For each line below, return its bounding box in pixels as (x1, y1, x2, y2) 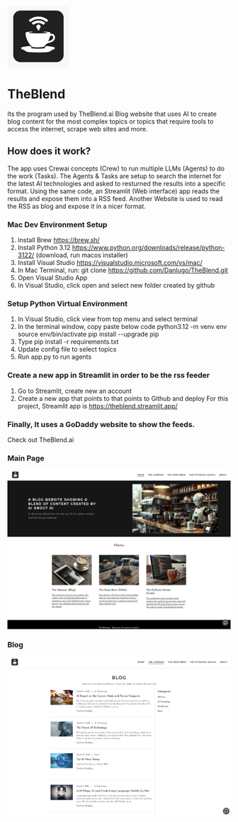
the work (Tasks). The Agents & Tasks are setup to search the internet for (7, 171, 222, 180)
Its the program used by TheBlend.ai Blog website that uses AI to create (7, 109, 217, 118)
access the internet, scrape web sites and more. (7, 124, 148, 133)
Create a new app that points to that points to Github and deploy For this (17, 394, 229, 403)
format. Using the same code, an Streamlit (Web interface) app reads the (7, 187, 220, 195)
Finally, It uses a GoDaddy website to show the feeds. (7, 419, 195, 429)
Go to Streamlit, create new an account (17, 386, 132, 395)
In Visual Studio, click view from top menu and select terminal (17, 315, 198, 323)
